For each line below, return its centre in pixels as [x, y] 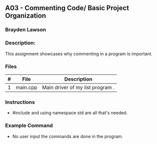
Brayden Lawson [26, 30]
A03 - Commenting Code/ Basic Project [67, 8]
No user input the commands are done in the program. [68, 136]
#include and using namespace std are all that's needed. [70, 113]
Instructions [20, 102]
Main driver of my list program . [78, 87]
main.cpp [26, 87]
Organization [25, 16]
